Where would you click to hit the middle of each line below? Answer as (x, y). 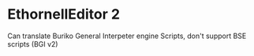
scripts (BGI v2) (33, 44)
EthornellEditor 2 (64, 14)
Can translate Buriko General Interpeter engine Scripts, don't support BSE (127, 36)
